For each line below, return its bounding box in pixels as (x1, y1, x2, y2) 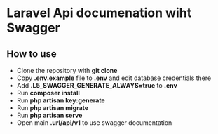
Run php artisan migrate (16, 104, 89, 112)
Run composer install (16, 89, 80, 97)
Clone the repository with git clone (16, 67, 118, 74)
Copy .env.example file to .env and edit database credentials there (16, 74, 212, 82)
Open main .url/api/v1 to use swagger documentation (16, 119, 172, 127)
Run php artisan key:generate (16, 96, 106, 105)
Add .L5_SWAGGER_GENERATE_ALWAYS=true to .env (16, 81, 178, 89)
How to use (6, 48, 57, 60)
